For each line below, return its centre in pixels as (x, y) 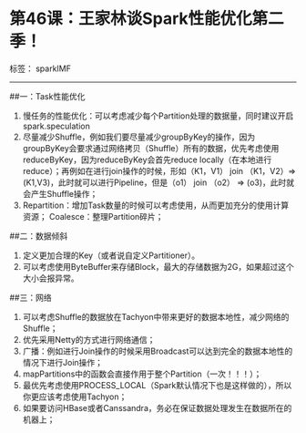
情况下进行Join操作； (62, 362)
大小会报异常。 (51, 278)
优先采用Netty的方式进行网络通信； (89, 339)
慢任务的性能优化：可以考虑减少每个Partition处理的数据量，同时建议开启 (158, 116)
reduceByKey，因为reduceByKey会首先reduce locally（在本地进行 (147, 160)
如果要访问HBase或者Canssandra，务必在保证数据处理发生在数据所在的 (157, 407)
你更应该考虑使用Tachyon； (75, 397)
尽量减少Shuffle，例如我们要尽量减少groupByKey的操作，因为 (139, 137)
